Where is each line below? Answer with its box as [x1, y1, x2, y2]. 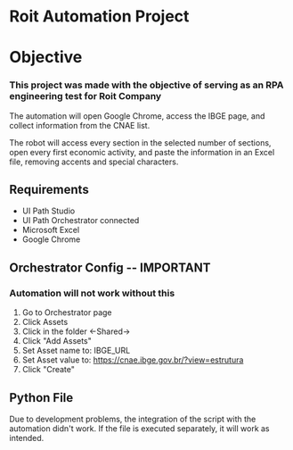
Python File [9, 390, 74, 405]
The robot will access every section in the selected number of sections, [9, 137, 272, 148]
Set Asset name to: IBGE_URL [21, 346, 131, 356]
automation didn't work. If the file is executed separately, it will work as [9, 422, 270, 434]
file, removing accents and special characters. [9, 156, 179, 167]
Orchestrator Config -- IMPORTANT [9, 260, 211, 275]
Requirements [9, 182, 89, 197]
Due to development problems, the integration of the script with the [9, 413, 256, 424]
